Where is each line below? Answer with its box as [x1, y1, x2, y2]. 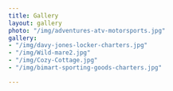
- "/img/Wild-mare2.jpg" [8, 49, 91, 57]
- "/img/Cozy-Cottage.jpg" [8, 57, 98, 65]
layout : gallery [8, 19, 62, 27]
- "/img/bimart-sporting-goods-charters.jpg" [8, 64, 162, 72]
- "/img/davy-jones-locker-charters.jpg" [8, 42, 148, 49]
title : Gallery [8, 11, 59, 20]
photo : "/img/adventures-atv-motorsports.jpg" [8, 26, 166, 34]
